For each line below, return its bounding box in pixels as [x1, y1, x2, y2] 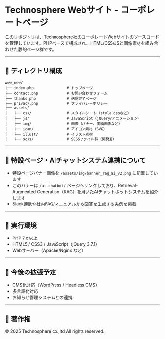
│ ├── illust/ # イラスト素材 [5, 132, 93, 136]
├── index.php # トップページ [5, 85, 93, 90]
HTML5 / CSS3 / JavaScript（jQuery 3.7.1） [12, 241, 100, 247]
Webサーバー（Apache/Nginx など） [12, 247, 86, 254]
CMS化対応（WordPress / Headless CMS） [12, 282, 100, 288]
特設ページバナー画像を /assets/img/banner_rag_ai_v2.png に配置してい [12, 170, 158, 176]
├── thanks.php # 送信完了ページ [5, 96, 97, 101]
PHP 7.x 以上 [12, 235, 38, 241]
